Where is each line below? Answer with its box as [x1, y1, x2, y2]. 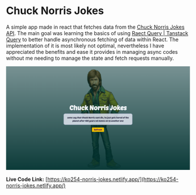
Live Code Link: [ [6, 176, 48, 183]
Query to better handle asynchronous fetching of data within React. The [6, 36, 179, 43]
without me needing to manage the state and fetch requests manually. [6, 54, 174, 61]
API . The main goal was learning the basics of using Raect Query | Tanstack [6, 29, 188, 36]
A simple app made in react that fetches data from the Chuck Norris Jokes [6, 23, 185, 30]
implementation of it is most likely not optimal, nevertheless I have [6, 42, 164, 49]
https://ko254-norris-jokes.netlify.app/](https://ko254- [47, 176, 179, 183]
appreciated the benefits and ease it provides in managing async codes [6, 48, 178, 55]
